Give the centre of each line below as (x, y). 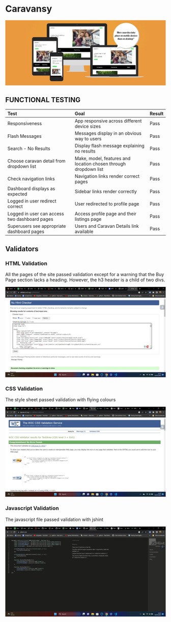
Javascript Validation (32, 508)
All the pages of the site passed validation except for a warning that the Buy (85, 275)
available (84, 231)
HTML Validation (26, 263)
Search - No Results (29, 149)
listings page (88, 219)
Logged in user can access (36, 214)
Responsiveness (25, 124)
